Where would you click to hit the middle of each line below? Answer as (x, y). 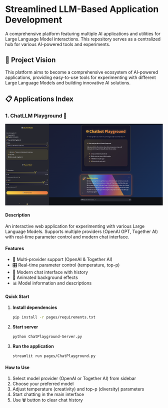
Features (14, 248)
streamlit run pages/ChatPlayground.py (54, 356)
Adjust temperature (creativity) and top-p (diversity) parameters (78, 389)
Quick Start (17, 296)
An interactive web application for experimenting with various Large (75, 226)
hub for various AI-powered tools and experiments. (58, 44)
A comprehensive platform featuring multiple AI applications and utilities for (83, 33)
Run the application (33, 346)
